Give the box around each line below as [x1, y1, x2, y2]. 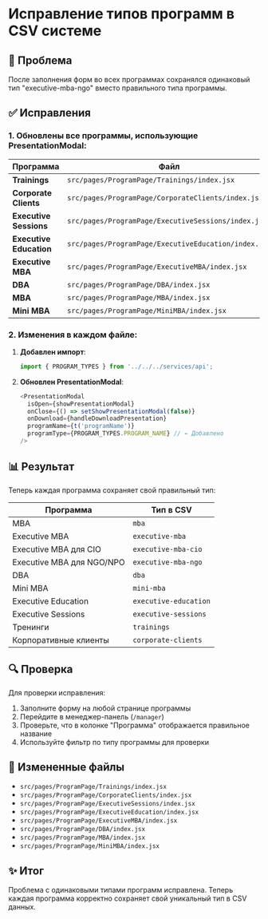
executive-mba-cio [132, 545, 203, 553]
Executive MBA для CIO [12, 544, 101, 555]
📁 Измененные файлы [8, 760, 125, 774]
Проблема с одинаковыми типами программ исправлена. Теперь [8, 885, 234, 895]
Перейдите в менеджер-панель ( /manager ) [19, 711, 165, 721]
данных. [8, 902, 36, 912]
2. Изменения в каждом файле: [8, 329, 138, 340]
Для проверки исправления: [8, 687, 106, 697]
